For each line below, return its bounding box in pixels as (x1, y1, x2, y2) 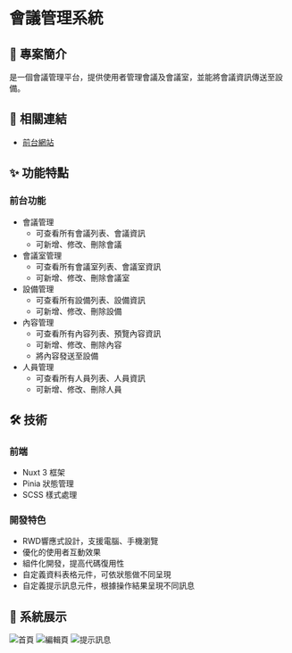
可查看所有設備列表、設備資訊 (35, 294, 146, 305)
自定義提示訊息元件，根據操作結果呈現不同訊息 (21, 581, 195, 591)
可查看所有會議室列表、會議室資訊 (35, 260, 162, 272)
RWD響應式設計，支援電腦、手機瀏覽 (21, 536, 159, 547)
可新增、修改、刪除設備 (35, 305, 122, 317)
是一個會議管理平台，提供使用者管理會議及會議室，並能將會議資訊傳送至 (9, 72, 275, 82)
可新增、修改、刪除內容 (35, 339, 122, 350)
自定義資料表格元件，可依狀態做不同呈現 (21, 569, 171, 580)
